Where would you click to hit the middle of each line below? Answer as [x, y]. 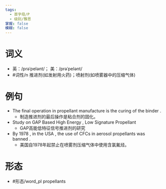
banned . [21, 139]
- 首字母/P [20, 14]
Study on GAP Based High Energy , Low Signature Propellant [74, 122]
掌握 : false [17, 24]
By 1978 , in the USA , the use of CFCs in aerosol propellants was [79, 134]
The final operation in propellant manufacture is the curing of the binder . [87, 111]
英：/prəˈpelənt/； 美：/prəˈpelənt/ [47, 69]
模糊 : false [17, 28]
